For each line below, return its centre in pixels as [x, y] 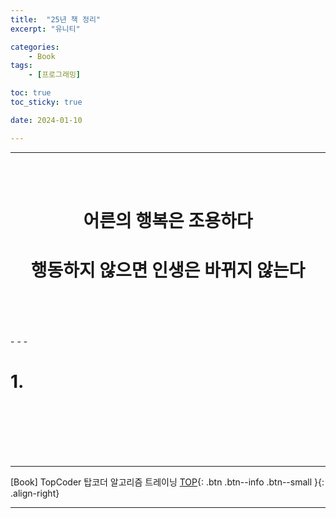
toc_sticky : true [46, 102]
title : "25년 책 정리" [56, 19]
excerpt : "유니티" [45, 29]
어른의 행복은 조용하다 [168, 220]
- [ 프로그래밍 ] [55, 75]
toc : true [31, 93]
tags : [21, 66]
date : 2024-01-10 [46, 120]
